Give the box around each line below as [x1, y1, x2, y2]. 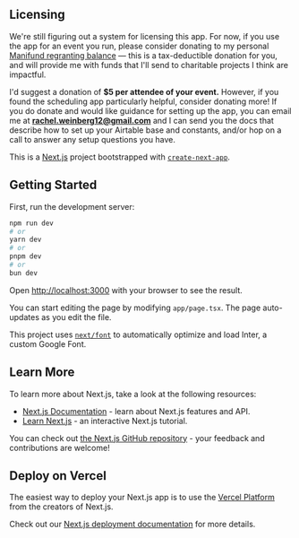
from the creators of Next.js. [9, 501, 114, 512]
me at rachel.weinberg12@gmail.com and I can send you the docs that [9, 115, 275, 126]
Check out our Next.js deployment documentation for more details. [9, 519, 256, 530]
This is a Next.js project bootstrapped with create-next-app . [9, 152, 231, 162]
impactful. [9, 69, 47, 80]
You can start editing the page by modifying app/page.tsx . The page [9, 302, 261, 313]
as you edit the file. [41, 311, 112, 322]
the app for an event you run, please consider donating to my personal [9, 40, 269, 51]
